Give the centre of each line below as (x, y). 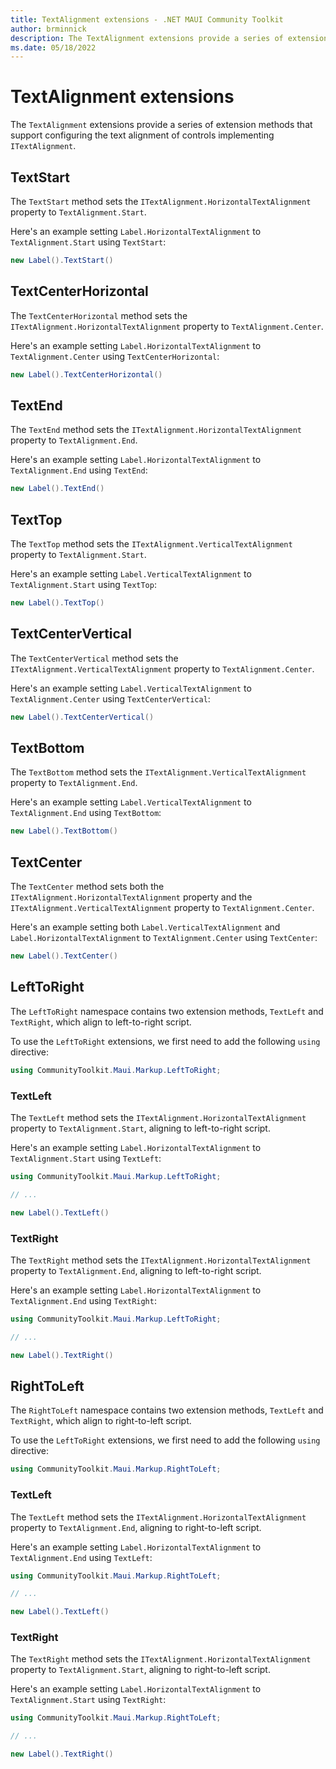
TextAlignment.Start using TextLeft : (86, 1158)
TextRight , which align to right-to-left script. (101, 1421)
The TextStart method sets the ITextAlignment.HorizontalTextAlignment (161, 201)
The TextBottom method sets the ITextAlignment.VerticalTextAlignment (158, 772)
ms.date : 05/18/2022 (53, 47)
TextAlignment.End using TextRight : (83, 1300)
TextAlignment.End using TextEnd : (79, 470)
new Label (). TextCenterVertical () (82, 717)
